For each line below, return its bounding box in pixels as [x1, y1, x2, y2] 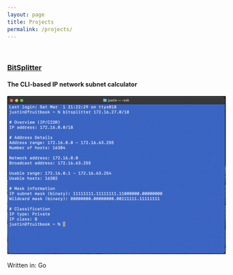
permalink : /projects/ [7, 26, 73, 33]
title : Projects [7, 18, 54, 26]
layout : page [7, 11, 45, 18]
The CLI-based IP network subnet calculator [7, 80, 137, 88]
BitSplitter [7, 63, 42, 73]
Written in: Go [7, 261, 46, 269]
